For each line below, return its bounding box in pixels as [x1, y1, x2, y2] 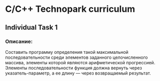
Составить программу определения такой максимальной [5, 49, 129, 55]
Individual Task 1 [5, 23, 58, 32]
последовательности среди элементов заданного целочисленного [5, 54, 148, 60]
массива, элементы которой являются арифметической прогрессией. [5, 59, 156, 65]
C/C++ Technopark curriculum [5, 3, 136, 15]
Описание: [5, 38, 33, 45]
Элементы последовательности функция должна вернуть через [5, 65, 142, 71]
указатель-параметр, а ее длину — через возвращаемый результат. [5, 70, 151, 76]
